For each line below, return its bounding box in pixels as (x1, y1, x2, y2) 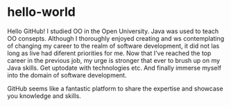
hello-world (7, 4, 76, 20)
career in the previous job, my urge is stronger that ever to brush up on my (7, 56, 221, 64)
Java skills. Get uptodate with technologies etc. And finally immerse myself (7, 64, 222, 72)
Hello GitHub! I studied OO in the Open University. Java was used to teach (7, 27, 219, 35)
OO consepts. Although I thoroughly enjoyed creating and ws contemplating (7, 34, 225, 42)
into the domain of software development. (7, 70, 127, 79)
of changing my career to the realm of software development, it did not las (7, 41, 220, 50)
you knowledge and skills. (7, 91, 81, 100)
